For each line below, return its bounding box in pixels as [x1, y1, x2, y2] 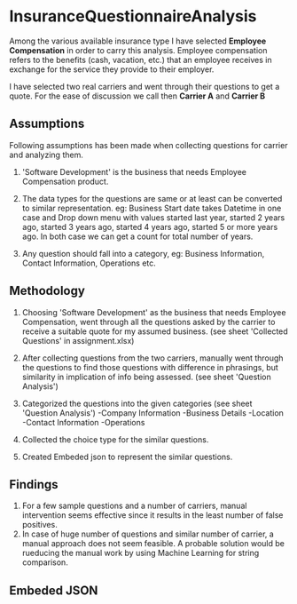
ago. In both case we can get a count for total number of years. [21, 231, 254, 242]
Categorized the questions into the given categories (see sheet [21, 398, 253, 409]
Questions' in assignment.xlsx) [21, 335, 135, 346]
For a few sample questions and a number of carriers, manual [21, 500, 247, 512]
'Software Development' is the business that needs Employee [21, 166, 246, 177]
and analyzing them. [9, 149, 84, 160]
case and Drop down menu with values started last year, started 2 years [21, 211, 285, 223]
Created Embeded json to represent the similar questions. [21, 451, 233, 462]
